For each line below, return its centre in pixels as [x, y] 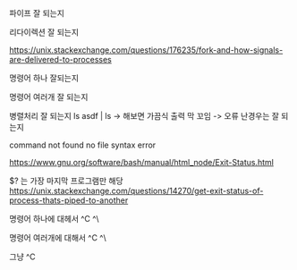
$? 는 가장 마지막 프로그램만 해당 [66, 181]
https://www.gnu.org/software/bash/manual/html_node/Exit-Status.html [142, 162]
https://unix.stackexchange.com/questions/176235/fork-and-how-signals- [146, 50]
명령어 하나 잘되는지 [44, 78]
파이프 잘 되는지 [37, 13]
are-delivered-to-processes [60, 59]
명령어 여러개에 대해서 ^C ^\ [58, 238]
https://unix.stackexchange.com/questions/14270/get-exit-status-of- [136, 191]
